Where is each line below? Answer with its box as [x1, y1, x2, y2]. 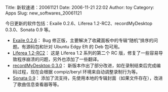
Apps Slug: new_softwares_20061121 [5, 10, 82, 16]
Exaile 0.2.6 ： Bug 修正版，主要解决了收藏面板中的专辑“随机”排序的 [12, 37, 154, 43]
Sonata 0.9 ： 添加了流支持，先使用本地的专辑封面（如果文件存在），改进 [12, 75, 163, 81]
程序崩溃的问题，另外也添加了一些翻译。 [17, 56, 102, 62]
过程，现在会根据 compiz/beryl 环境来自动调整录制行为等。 [17, 69, 141, 74]
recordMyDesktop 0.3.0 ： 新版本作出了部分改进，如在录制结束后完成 [12, 62, 157, 68]
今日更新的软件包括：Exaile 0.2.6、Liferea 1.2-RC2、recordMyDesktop [5, 21, 153, 26]
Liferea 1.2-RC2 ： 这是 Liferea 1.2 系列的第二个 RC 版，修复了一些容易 [12, 50, 159, 56]
